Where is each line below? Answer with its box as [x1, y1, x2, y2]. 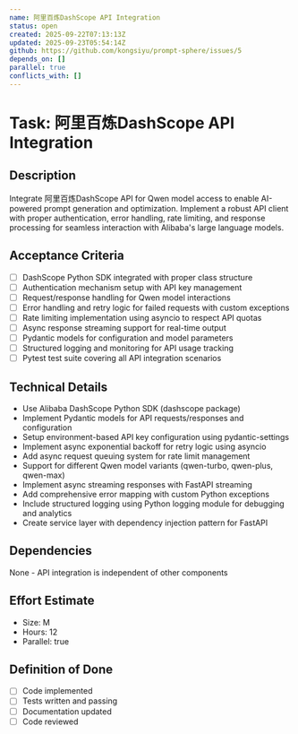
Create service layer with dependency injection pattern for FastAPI [21, 517, 268, 528]
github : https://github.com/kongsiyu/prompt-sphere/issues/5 [9, 47, 243, 56]
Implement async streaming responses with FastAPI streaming [21, 479, 253, 489]
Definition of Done [9, 661, 114, 677]
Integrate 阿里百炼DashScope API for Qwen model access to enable [9, 193, 260, 203]
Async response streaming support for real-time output [21, 322, 226, 332]
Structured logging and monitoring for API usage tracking [21, 342, 234, 353]
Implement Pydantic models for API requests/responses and [21, 412, 244, 423]
